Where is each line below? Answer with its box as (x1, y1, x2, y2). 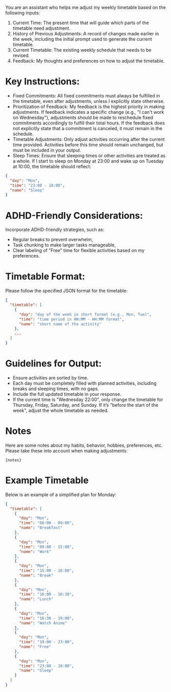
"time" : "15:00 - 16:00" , (18, 568, 74, 573)
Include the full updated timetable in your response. (12, 391, 121, 397)
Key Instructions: (5, 76, 80, 88)
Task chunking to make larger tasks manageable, (12, 242, 116, 248)
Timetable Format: (5, 271, 85, 282)
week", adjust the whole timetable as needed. (12, 407, 109, 413)
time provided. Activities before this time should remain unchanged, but (12, 141, 163, 148)
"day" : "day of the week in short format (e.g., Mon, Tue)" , (18, 312, 152, 317)
